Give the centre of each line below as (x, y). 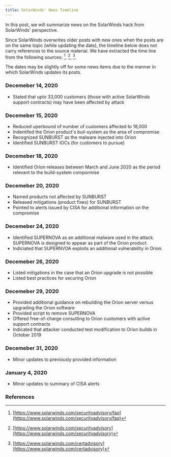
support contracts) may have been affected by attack (68, 102)
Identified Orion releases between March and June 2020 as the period (87, 167)
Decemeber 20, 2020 (32, 186)
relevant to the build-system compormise (56, 173)
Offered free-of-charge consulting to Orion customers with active (81, 319)
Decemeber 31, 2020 (32, 348)
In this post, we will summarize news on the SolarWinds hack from (75, 25)
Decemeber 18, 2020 (32, 156)
